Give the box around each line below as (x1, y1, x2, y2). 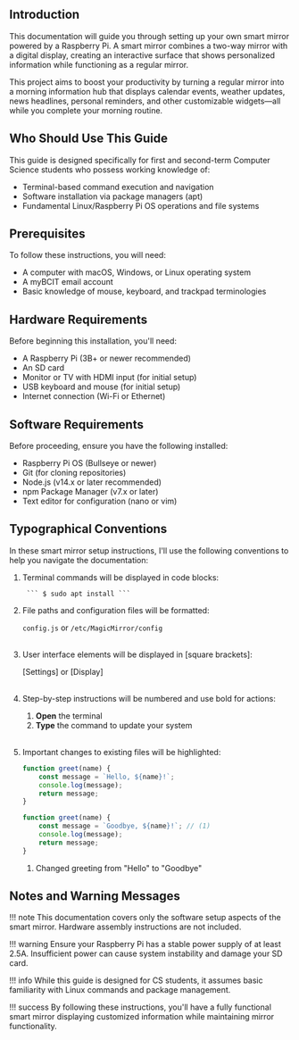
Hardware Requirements (9, 312, 148, 327)
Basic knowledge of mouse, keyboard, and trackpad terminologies (21, 286, 267, 297)
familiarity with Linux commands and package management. (9, 985, 231, 995)
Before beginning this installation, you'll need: (9, 336, 177, 346)
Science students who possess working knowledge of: (9, 164, 211, 175)
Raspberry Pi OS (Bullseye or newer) (21, 458, 157, 469)
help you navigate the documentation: (9, 554, 149, 565)
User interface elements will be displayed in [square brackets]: (21, 649, 253, 660)
